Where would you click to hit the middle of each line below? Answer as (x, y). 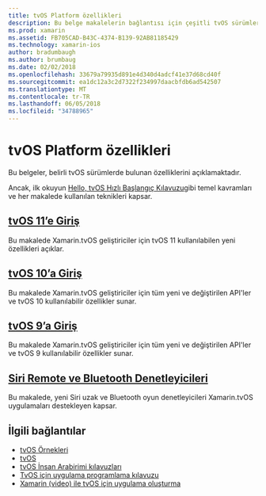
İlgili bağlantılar (47, 431)
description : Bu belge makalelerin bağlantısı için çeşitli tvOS (118, 23)
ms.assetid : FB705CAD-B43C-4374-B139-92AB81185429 (93, 38)
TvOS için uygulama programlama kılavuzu (89, 475)
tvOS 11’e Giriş (44, 221)
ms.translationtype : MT (47, 89)
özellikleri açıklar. (36, 248)
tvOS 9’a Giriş (43, 326)
